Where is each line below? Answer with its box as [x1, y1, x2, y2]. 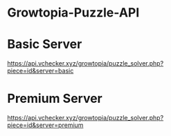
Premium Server [7, 91, 102, 106]
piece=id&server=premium [7, 121, 84, 129]
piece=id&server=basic [7, 67, 74, 75]
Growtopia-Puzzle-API [7, 5, 140, 21]
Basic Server [7, 37, 82, 52]
